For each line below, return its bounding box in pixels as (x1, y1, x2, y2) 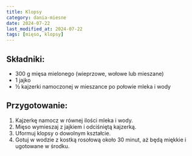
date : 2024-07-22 (6, 20, 50, 26)
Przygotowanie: (6, 101, 68, 111)
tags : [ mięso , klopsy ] (6, 32, 64, 38)
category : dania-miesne (6, 15, 67, 21)
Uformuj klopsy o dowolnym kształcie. (15, 129, 111, 137)
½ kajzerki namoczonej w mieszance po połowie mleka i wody (15, 83, 171, 90)
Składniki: (6, 54, 45, 64)
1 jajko (15, 76, 31, 84)
